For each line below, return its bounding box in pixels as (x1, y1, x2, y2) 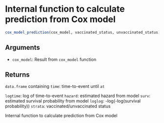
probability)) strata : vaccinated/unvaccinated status (5, 103, 111, 109)
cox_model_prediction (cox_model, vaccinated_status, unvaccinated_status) (5, 30, 161, 35)
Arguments (5, 43, 41, 52)
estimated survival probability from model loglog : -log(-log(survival (5, 98, 141, 104)
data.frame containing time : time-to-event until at (5, 83, 105, 89)
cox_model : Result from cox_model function (12, 56, 97, 62)
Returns (5, 71, 30, 79)
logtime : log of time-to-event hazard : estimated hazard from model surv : (5, 93, 150, 99)
